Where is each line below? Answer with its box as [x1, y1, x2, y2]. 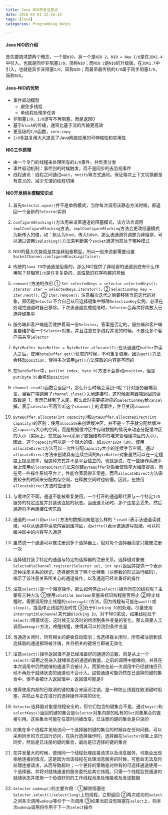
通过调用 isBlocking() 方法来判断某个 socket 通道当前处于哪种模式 [17, 238, 150, 244]
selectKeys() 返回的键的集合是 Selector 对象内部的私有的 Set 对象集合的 [12, 710, 157, 716]
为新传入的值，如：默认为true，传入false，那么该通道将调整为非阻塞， [12, 232, 158, 238]
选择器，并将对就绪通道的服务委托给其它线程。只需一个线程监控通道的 [17, 768, 162, 774]
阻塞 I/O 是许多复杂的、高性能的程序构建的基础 [30, 270, 125, 276]
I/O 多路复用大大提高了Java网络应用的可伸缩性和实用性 [12, 135, 126, 141]
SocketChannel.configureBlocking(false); [12, 254, 100, 259]
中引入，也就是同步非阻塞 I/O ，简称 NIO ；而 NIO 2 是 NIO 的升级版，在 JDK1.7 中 [5, 60, 160, 66]
